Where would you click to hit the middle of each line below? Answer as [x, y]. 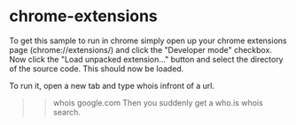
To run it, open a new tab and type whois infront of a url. [112, 85]
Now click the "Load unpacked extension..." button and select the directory [146, 59]
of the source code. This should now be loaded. [97, 69]
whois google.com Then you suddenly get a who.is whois [158, 102]
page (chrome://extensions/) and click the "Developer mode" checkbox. [141, 49]
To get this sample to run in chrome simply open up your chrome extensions [148, 40]
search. [67, 112]
